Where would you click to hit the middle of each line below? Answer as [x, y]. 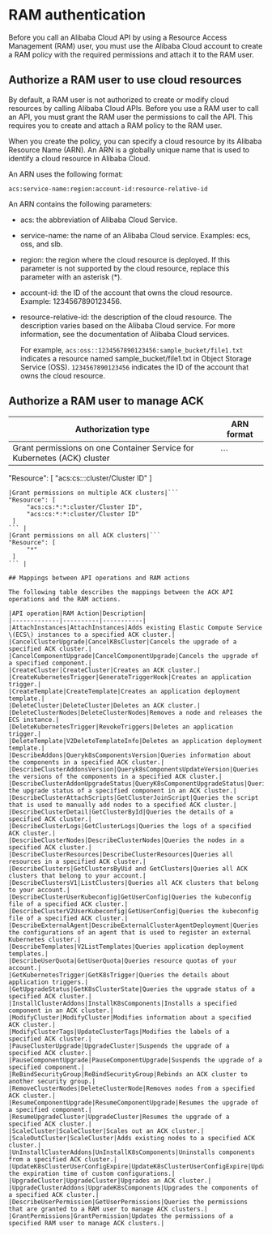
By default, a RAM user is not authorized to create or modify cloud [119, 100]
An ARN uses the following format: [66, 174]
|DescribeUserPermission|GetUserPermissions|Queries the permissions [128, 1202]
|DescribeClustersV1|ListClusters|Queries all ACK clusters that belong [134, 882]
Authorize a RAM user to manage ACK [106, 402]
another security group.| [52, 1081]
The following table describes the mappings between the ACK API [121, 592]
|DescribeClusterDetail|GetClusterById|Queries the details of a [121, 812]
